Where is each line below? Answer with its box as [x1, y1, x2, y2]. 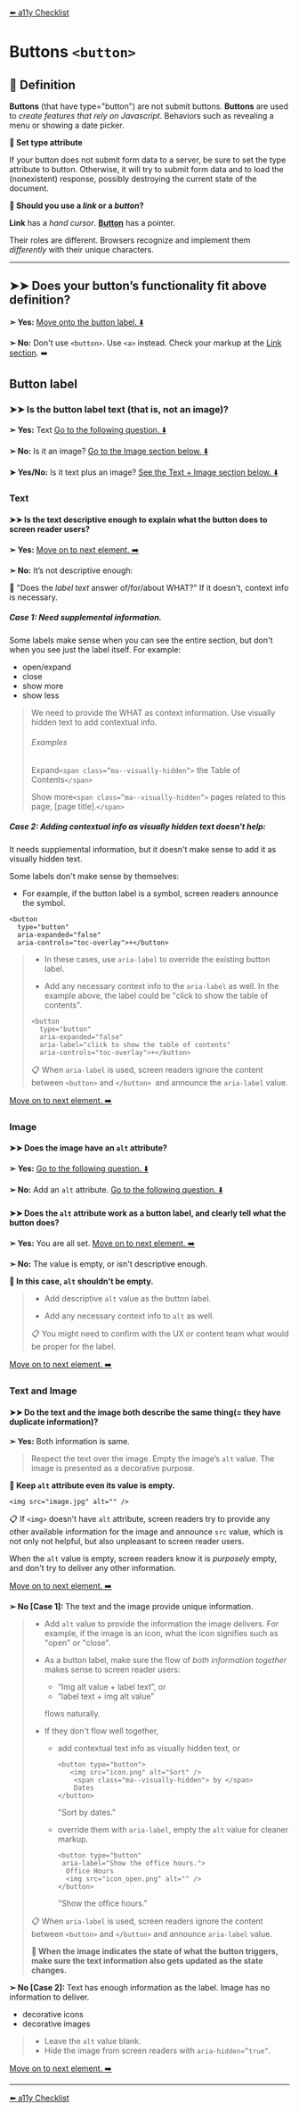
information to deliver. [9, 1991, 90, 2002]
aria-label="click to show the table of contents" [39, 1040, 231, 1049]
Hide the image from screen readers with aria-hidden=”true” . [44, 2045, 271, 2056]
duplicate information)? [9, 1416, 99, 1426]
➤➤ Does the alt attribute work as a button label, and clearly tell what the [9, 1208, 287, 1218]
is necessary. [9, 592, 58, 603]
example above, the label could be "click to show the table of [44, 990, 269, 1001]
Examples [30, 737, 68, 748]
